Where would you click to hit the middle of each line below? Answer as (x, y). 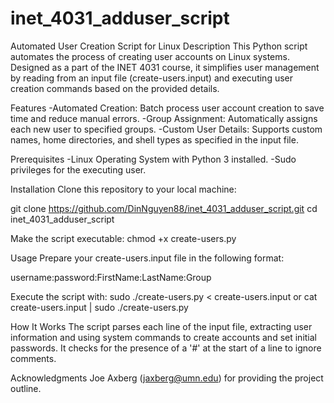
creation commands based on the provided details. (115, 88)
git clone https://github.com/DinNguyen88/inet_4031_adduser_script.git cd (164, 208)
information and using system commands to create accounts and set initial (163, 337)
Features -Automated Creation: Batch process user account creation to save (167, 108)
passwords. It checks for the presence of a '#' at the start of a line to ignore (166, 348)
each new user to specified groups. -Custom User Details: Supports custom (166, 129)
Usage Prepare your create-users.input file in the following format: (147, 258)
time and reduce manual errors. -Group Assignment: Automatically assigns (164, 118)
